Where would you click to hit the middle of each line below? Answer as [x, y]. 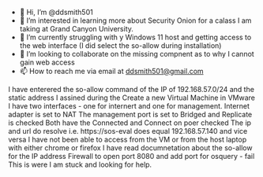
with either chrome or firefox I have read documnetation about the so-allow [130, 148]
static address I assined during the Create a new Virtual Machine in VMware [131, 98]
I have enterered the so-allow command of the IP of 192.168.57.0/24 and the [131, 89]
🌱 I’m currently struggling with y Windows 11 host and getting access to [135, 37]
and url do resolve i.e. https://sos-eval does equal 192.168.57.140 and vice [128, 131]
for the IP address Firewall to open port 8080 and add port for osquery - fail [131, 156]
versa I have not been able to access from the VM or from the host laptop [128, 139]
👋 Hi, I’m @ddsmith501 [56, 12]
